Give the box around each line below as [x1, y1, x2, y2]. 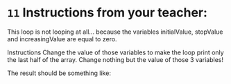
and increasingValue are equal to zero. [7, 34, 117, 43]
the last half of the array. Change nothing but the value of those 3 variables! [7, 55, 224, 63]
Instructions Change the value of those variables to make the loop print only [7, 48, 224, 56]
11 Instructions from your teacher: [7, 5, 208, 21]
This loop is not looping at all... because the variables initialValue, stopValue [7, 28, 223, 36]
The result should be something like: [7, 69, 111, 77]
